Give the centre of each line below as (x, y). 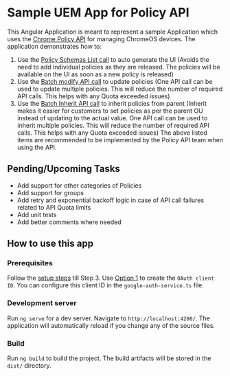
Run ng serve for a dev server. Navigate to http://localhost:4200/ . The (109, 318)
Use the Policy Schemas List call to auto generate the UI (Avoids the (113, 59)
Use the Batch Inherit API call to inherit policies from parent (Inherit (112, 103)
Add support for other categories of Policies (79, 185)
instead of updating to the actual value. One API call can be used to (112, 118)
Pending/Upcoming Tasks (64, 169)
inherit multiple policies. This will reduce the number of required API (113, 125)
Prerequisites (30, 263)
